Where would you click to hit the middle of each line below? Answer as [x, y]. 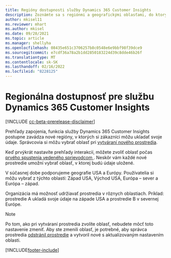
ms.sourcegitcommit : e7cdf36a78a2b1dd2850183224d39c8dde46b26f [74, 52]
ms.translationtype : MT [31, 57]
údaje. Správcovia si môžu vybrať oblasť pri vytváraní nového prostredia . [81, 142]
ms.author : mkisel [25, 29]
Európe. [13, 204]
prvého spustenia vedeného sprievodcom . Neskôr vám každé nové [76, 157]
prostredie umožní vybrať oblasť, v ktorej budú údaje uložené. [70, 163]
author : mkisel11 [24, 19]
